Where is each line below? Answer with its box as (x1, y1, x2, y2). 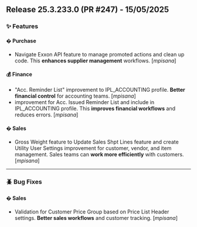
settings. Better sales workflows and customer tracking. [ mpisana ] (14, 215, 178, 222)
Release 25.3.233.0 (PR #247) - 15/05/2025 (6, 5, 169, 15)
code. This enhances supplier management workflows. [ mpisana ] (14, 57, 176, 64)
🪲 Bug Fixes (6, 178, 42, 186)
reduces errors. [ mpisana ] (14, 111, 79, 118)
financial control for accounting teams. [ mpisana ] (14, 92, 136, 99)
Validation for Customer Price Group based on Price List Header (14, 208, 169, 215)
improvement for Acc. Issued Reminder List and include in (14, 98, 154, 105)
